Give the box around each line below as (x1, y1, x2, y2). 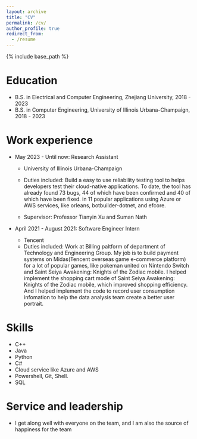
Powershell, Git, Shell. (14, 372, 68, 379)
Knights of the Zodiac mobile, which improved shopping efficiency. (23, 281, 188, 288)
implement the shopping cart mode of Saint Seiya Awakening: (23, 274, 176, 281)
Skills (6, 321, 34, 334)
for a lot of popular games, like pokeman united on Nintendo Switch (23, 262, 189, 269)
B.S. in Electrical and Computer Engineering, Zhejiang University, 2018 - (14, 93, 192, 100)
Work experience (6, 134, 93, 147)
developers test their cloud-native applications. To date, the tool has (23, 183, 192, 190)
